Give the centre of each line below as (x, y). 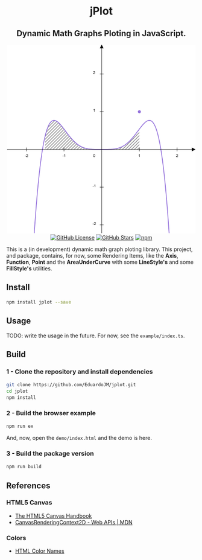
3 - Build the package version (50, 453)
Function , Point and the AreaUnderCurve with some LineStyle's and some (100, 262)
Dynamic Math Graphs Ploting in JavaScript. (101, 33)
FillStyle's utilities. (29, 269)
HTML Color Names (39, 551)
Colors (16, 538)
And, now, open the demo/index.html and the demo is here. (79, 437)
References (28, 485)
